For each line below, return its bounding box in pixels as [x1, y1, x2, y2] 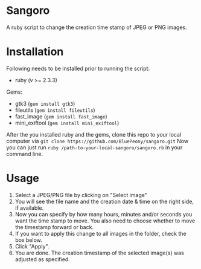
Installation [6, 45, 64, 59]
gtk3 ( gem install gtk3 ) [14, 100, 75, 107]
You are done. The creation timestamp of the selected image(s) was [14, 249, 184, 256]
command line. [6, 150, 43, 157]
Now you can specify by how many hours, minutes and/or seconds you [14, 210, 193, 218]
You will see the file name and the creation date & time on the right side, [14, 198, 194, 205]
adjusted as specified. [14, 255, 71, 263]
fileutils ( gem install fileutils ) [14, 106, 95, 114]
